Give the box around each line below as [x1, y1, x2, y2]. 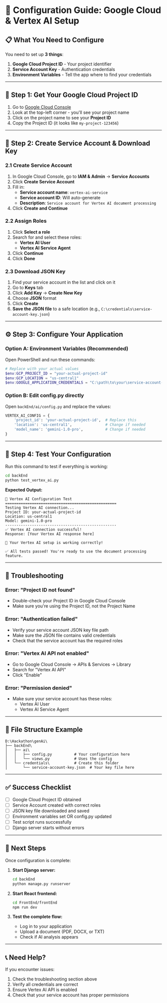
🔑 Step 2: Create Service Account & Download [5, 139, 151, 148]
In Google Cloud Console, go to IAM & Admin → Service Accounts [12, 173, 150, 179]
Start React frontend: [12, 890, 57, 896]
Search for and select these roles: [12, 234, 82, 240]
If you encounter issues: [5, 967, 55, 973]
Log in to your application [19, 924, 72, 930]
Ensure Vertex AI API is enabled [12, 987, 78, 993]
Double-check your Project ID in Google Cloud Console [12, 598, 126, 604]
